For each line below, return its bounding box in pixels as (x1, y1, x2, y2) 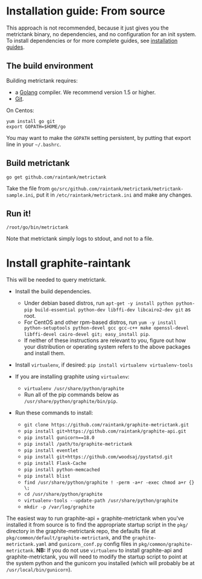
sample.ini (6, 192, 34, 198)
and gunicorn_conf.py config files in (48, 540, 137, 548)
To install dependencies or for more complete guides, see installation (6, 37, 178, 44)
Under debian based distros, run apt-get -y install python (24, 300, 174, 307)
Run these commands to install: (14, 409, 93, 417)
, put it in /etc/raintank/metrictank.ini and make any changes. (33, 191, 193, 198)
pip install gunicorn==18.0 (24, 435, 95, 441)
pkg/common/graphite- (138, 542, 193, 548)
